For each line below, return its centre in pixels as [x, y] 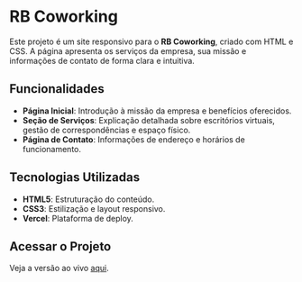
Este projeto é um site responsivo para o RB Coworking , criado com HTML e [151, 41]
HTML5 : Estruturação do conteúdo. [88, 199]
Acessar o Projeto [60, 246]
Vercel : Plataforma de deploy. [78, 218]
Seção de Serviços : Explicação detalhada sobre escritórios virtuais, [148, 120]
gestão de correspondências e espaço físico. [106, 130]
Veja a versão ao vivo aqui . [59, 268]
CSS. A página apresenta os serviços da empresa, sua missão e [128, 50]
